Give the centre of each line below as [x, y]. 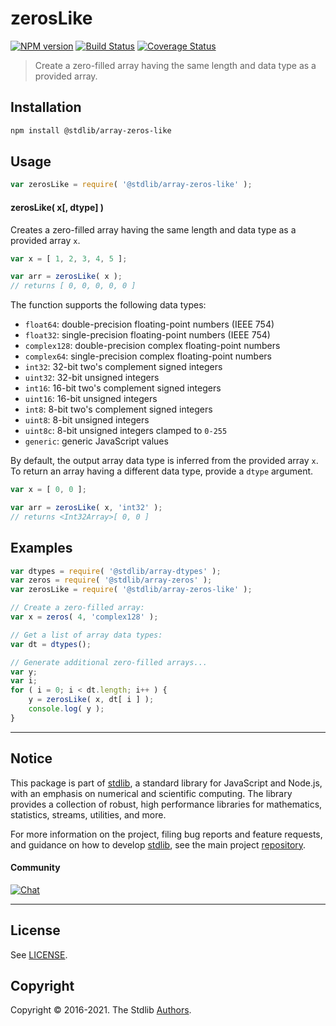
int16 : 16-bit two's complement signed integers [123, 388]
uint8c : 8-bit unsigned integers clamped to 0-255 [126, 431]
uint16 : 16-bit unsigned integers [91, 399]
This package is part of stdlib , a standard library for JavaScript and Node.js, [166, 783]
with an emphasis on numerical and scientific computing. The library [151, 793]
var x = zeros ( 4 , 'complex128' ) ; [84, 617]
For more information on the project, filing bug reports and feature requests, [166, 834]
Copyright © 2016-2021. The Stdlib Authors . [101, 1010]
